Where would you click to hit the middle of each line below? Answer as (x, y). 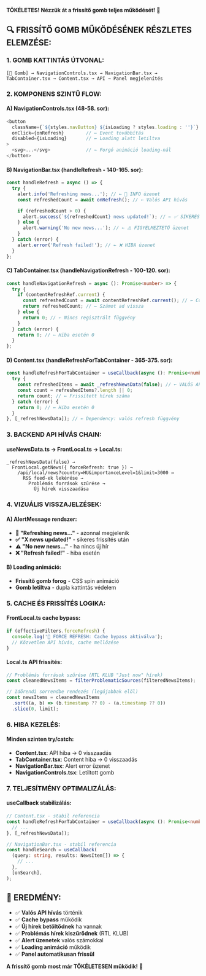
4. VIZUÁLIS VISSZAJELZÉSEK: (54, 504)
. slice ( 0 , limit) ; (36, 709)
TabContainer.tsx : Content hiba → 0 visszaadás (76, 759)
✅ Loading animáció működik (53, 947)
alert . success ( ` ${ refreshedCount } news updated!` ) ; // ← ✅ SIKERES (111, 217)
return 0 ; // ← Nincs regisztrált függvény (79, 318)
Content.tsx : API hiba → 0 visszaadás (63, 752)
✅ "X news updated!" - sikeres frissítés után (72, 539)
